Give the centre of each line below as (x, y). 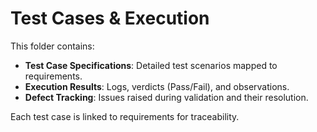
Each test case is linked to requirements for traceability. (125, 116)
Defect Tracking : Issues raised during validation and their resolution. (166, 97)
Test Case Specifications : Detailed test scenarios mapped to (151, 65)
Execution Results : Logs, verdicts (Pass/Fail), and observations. (157, 86)
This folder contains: (52, 46)
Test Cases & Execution (110, 18)
